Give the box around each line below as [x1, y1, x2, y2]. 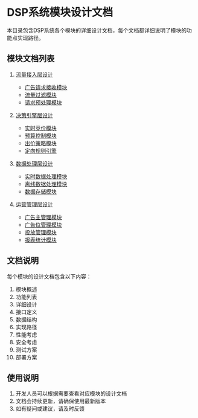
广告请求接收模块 [24, 83, 68, 91]
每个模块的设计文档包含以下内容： [7, 272, 92, 280]
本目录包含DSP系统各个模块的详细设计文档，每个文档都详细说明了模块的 [7, 27, 187, 34]
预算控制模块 [24, 132, 57, 139]
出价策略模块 [24, 140, 57, 147]
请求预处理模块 [24, 98, 62, 106]
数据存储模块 [24, 188, 57, 195]
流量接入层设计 [15, 71, 53, 78]
